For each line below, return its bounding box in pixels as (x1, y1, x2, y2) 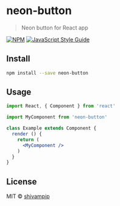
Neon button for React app (21, 24, 88, 31)
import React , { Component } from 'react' (6, 103, 116, 109)
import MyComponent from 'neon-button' (6, 114, 108, 120)
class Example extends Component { (6, 125, 97, 132)
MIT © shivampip (6, 193, 50, 200)
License (6, 176, 37, 187)
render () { (12, 131, 43, 137)
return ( (17, 136, 40, 143)
